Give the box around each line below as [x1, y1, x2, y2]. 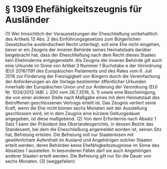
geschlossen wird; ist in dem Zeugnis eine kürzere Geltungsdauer [5, 110, 141, 116]
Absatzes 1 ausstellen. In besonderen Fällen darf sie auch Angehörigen [5, 147, 151, 153]
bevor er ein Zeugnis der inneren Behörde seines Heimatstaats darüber [5, 46, 151, 52]
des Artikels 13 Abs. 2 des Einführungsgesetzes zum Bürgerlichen [5, 36, 141, 42]
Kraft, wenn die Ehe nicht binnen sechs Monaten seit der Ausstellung [5, 105, 147, 111]
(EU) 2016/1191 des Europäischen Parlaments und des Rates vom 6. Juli [5, 67, 152, 73]
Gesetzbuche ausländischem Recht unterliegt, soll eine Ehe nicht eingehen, [5, 41, 161, 47]
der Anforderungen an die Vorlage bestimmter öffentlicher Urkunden [5, 78, 146, 84]
